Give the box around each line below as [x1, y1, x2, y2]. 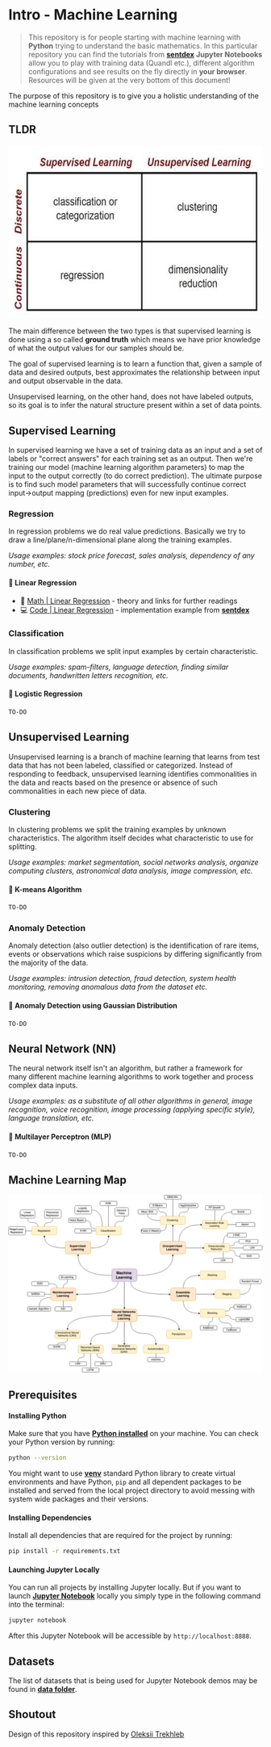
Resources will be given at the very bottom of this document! [27, 75, 231, 85]
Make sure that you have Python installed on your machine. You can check [8, 1429, 260, 1439]
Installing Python [8, 1410, 67, 1420]
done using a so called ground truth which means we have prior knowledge [8, 335, 261, 345]
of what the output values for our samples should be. [8, 343, 185, 353]
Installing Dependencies [8, 1512, 92, 1523]
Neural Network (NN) [8, 1041, 117, 1055]
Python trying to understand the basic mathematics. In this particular [27, 40, 258, 50]
